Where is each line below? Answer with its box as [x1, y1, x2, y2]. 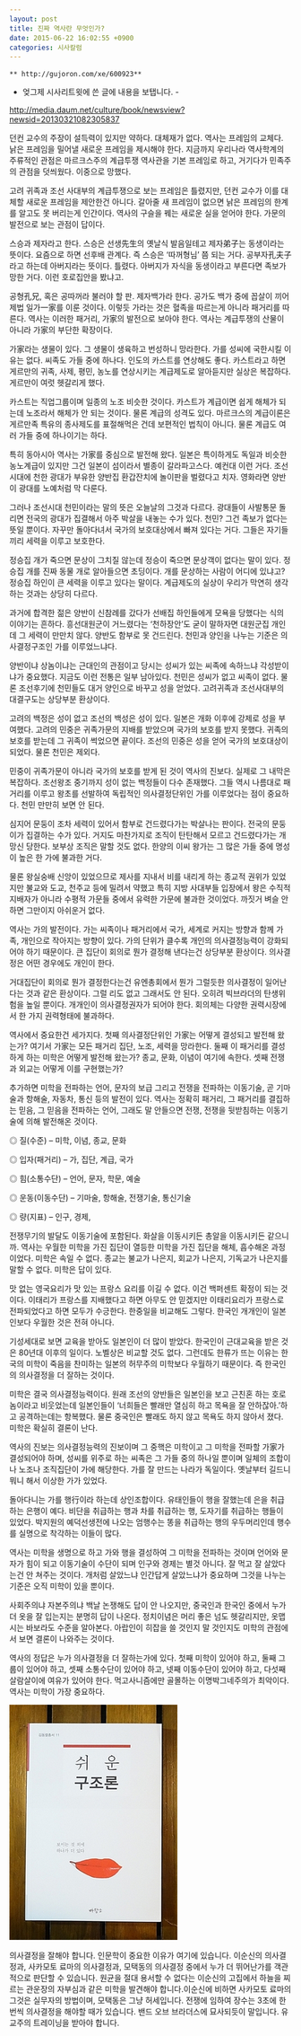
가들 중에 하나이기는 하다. [18, 430, 107, 441]
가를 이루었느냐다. [55, 641, 118, 652]
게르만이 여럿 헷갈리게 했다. [9, 377, 106, 388]
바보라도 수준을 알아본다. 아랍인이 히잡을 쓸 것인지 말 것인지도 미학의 [25, 1622, 265, 1634]
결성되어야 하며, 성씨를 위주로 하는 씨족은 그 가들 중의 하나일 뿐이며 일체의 [9, 1453, 267, 1464]
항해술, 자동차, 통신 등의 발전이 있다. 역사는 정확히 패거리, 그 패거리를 [25, 1094, 267, 1105]
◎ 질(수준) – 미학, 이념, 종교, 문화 [9, 1135, 127, 1146]
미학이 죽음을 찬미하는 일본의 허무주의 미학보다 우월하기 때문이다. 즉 [25, 1359, 262, 1370]
